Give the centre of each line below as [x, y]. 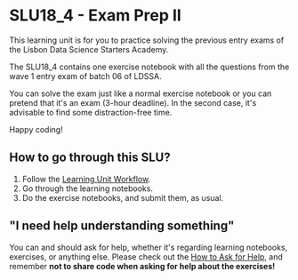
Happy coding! [36, 129]
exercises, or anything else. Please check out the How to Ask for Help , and [146, 256]
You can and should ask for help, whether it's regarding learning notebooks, [149, 247]
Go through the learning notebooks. [88, 188]
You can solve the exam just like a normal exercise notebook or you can [141, 93]
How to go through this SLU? [90, 158]
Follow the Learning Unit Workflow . [86, 179]
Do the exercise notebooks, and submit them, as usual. [123, 197]
